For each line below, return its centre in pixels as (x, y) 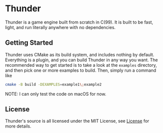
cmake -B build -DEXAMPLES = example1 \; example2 (53, 84)
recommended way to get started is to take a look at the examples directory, (81, 65)
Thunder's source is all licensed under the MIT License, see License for (77, 121)
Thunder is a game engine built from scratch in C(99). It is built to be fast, (79, 22)
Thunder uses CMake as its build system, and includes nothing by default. (80, 54)
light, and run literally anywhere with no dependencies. (60, 27)
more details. (18, 126)
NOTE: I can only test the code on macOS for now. (56, 94)
